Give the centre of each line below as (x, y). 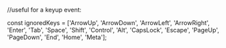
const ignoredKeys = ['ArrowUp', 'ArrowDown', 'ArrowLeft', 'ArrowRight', (109, 23)
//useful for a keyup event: (45, 10)
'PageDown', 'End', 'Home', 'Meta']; (57, 37)
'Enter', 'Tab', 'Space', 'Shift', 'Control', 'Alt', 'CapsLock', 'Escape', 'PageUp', (113, 30)
